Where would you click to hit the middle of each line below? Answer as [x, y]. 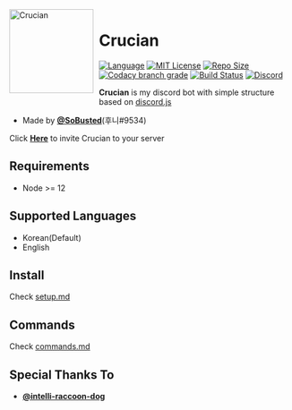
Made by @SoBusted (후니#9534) [84, 120]
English [36, 247]
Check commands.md [50, 346]
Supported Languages [73, 216]
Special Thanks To [62, 375]
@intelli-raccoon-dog [64, 396]
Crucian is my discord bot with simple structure [187, 92]
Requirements [49, 166]
